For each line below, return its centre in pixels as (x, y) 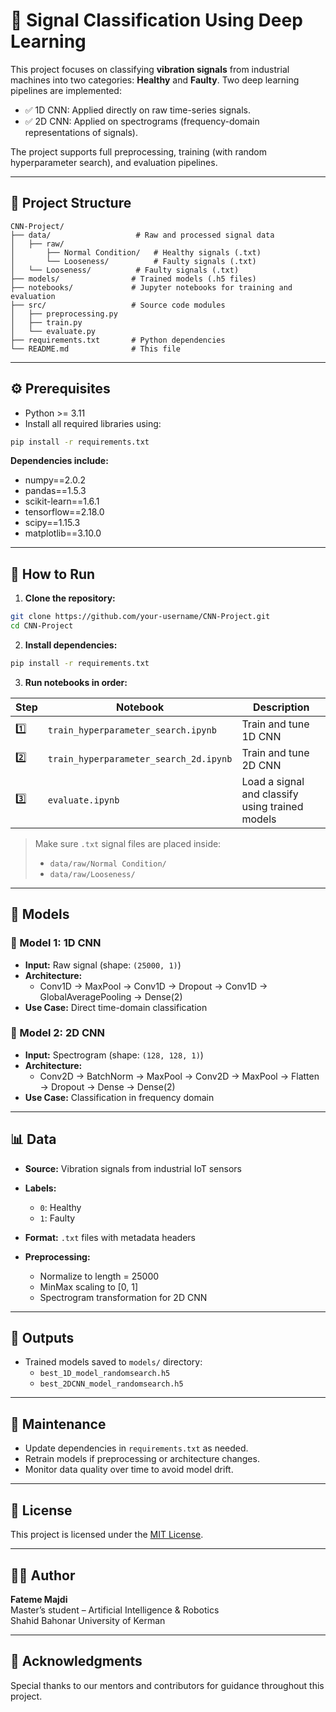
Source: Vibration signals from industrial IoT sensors (133, 1168)
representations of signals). (81, 132)
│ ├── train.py (46, 322)
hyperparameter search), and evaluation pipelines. (114, 162)
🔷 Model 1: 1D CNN (56, 943)
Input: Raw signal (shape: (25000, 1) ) (103, 965)
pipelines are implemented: (66, 90)
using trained (272, 806)
